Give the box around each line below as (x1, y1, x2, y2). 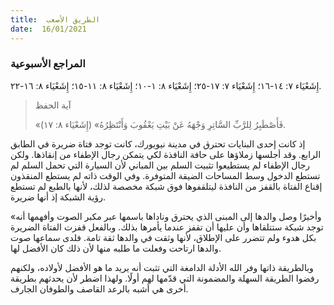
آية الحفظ (34, 99, 72, 111)
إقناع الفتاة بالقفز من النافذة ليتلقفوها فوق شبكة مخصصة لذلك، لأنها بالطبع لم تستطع (10, 180, 323, 192)
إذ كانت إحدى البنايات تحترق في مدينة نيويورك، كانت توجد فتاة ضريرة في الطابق (10, 137, 306, 150)
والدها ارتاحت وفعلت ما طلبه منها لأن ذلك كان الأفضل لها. (10, 242, 222, 254)
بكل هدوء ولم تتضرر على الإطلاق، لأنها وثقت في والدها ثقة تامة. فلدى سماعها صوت (10, 231, 317, 243)
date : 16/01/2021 (10, 24, 87, 34)
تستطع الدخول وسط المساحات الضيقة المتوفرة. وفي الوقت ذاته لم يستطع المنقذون (10, 169, 321, 181)
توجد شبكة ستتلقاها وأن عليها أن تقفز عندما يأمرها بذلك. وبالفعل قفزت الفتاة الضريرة (10, 221, 324, 233)
